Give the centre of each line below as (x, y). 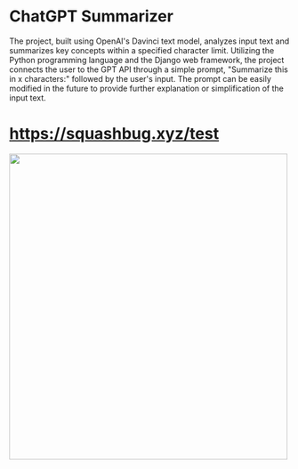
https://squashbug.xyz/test (114, 134)
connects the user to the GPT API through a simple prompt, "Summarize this (149, 69)
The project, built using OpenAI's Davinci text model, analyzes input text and (149, 41)
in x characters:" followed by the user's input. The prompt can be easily (140, 78)
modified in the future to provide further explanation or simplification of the (147, 88)
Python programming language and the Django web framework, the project (147, 60)
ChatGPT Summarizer (91, 16)
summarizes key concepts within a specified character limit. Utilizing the (142, 50)
